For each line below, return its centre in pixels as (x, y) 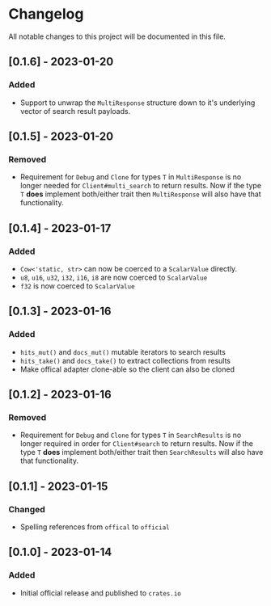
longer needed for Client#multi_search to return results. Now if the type (140, 186)
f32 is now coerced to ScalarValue (77, 286)
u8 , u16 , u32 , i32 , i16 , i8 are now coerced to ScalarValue (114, 277)
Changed (27, 509)
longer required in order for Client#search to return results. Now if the (136, 444)
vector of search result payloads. (75, 111)
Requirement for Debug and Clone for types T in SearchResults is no (131, 435)
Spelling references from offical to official (95, 527)
